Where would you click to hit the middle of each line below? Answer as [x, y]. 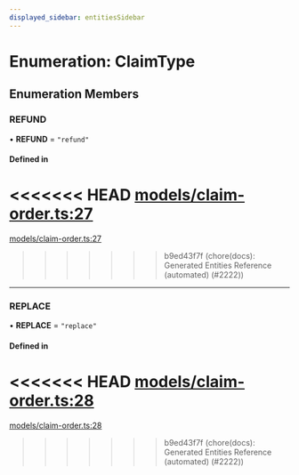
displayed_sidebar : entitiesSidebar [77, 17]
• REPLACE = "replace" [53, 326]
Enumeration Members [74, 94]
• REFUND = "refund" [49, 139]
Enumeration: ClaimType [102, 61]
